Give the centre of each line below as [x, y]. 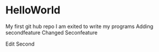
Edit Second [20, 44]
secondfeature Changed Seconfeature [52, 32]
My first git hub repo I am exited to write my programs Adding [79, 26]
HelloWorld [33, 10]
